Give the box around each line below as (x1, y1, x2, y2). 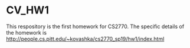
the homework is (6, 29, 47, 36)
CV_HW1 (6, 4, 49, 17)
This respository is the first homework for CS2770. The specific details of (6, 23, 185, 30)
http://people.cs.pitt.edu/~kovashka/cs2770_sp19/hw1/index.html (6, 35, 165, 42)
